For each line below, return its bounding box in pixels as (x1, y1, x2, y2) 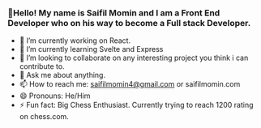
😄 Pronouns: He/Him (19, 91, 91, 100)
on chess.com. (19, 112, 70, 122)
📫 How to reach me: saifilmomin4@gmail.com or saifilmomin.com (19, 79, 241, 89)
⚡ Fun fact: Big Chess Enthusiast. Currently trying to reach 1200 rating (19, 100, 254, 110)
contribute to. (19, 62, 66, 71)
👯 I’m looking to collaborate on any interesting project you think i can (19, 53, 249, 63)
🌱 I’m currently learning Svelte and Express (19, 45, 164, 54)
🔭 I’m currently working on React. (19, 36, 131, 45)
